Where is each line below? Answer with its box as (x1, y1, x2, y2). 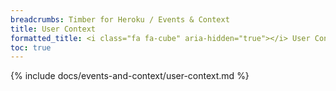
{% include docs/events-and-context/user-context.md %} (10, 70, 250, 82)
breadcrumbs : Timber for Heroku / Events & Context (10, 14, 230, 25)
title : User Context (10, 24, 97, 34)
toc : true (10, 42, 52, 53)
